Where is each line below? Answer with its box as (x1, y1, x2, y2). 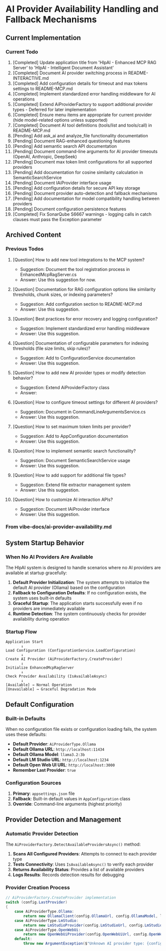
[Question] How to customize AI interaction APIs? (12, 496, 113, 502)
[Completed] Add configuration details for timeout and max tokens (12, 80, 148, 86)
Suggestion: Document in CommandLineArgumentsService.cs (20, 409, 146, 415)
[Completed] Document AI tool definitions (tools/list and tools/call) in (12, 122, 152, 128)
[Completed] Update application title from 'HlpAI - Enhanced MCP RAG (12, 59, 157, 65)
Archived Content (5, 230, 62, 239)
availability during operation (12, 616, 69, 622)
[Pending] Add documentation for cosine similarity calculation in (12, 169, 143, 175)
